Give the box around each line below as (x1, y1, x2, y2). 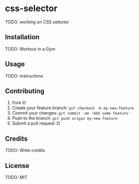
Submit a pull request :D (12, 120, 61, 126)
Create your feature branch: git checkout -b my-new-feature (12, 105, 134, 111)
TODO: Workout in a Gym (5, 46, 56, 51)
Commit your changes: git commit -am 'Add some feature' (12, 110, 131, 116)
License (5, 161, 30, 170)
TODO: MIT (5, 174, 28, 180)
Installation (5, 33, 40, 41)
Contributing (5, 87, 45, 95)
